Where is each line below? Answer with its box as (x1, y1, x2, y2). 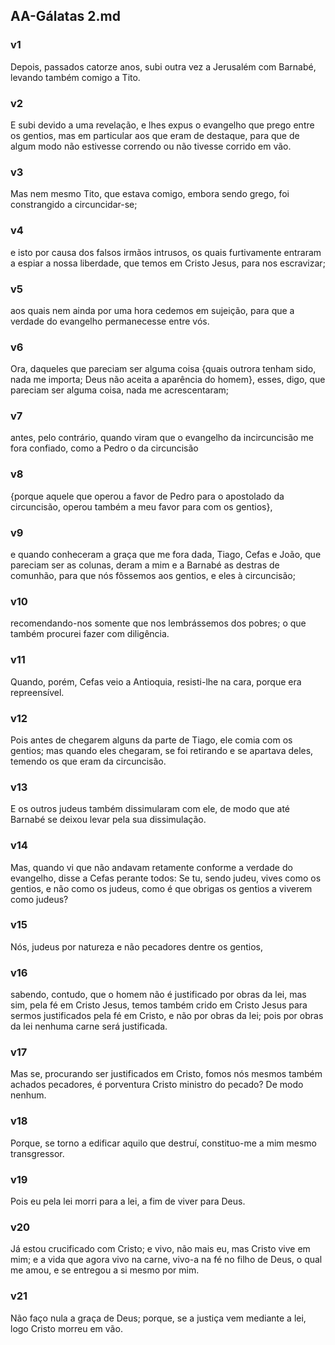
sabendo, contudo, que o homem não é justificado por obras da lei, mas (10, 989, 307, 1001)
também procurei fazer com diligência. (10, 628, 170, 640)
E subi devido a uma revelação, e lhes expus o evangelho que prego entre (10, 119, 315, 131)
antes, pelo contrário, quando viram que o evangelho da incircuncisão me (10, 432, 314, 444)
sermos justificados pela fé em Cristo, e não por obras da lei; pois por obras (10, 1010, 324, 1022)
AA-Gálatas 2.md (10, 8, 121, 25)
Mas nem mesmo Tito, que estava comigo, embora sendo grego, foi (10, 188, 290, 200)
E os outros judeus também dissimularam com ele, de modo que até (10, 803, 290, 815)
